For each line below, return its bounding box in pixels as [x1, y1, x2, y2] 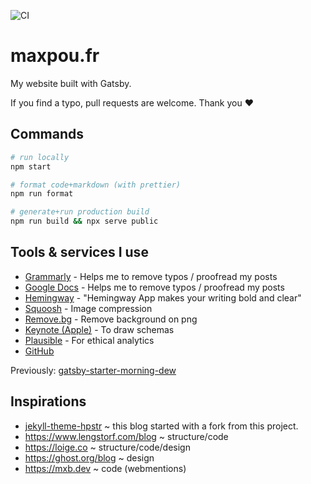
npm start [10, 161, 52, 172]
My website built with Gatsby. [10, 77, 132, 89]
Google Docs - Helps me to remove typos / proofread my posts [24, 281, 285, 293]
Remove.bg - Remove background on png [24, 313, 198, 325]
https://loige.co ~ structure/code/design [24, 441, 191, 453]
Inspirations [10, 393, 87, 410]
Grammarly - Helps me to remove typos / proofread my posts [24, 270, 278, 282]
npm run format [10, 189, 74, 199]
